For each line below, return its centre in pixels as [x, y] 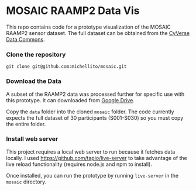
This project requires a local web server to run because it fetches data [91, 152]
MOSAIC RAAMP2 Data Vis [73, 11]
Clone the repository [36, 54]
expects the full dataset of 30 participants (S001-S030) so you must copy [95, 117]
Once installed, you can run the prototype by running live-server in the [92, 175]
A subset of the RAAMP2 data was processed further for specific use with [95, 94]
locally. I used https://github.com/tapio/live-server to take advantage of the [97, 158]
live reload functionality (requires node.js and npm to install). [79, 164]
